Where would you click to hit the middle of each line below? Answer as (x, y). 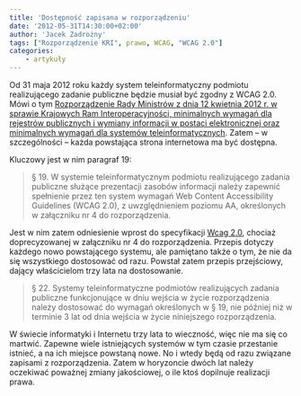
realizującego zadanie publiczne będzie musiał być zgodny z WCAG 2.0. (143, 94)
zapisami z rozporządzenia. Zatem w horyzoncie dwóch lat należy (132, 363)
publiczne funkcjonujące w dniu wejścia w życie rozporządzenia (150, 298)
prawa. (22, 382)
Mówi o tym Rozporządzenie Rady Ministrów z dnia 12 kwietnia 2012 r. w (143, 104)
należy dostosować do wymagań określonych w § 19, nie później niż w (162, 307)
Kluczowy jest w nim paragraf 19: (71, 159)
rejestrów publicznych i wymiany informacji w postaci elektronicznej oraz (145, 123)
